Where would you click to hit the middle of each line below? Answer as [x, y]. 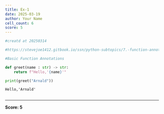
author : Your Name [24, 19]
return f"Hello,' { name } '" [40, 72]
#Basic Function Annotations [35, 58]
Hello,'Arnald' [20, 90]
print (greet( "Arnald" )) [29, 81]
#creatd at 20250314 [26, 41]
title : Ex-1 [17, 9]
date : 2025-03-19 [23, 14]
